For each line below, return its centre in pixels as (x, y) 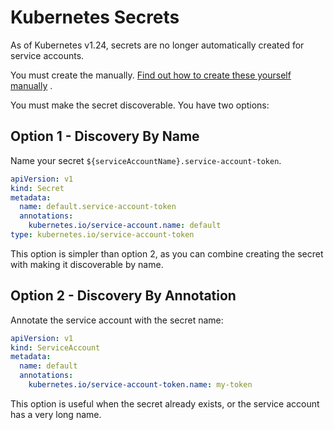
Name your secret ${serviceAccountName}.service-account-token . (146, 160)
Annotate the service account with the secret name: (117, 320)
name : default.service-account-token (98, 207)
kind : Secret (37, 188)
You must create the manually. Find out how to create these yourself (151, 75)
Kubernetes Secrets (95, 17)
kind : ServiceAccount (55, 347)
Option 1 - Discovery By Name (105, 136)
